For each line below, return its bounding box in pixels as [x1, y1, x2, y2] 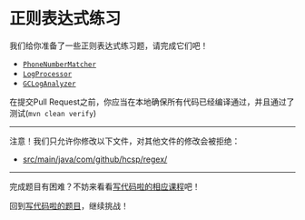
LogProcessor [22, 69, 73, 78]
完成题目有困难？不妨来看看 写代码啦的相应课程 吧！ [9, 181, 201, 192]
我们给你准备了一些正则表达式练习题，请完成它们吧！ [9, 40, 209, 51]
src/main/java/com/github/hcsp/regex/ [22, 154, 168, 165]
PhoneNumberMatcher [22, 60, 97, 69]
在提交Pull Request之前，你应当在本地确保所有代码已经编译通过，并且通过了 [9, 96, 295, 107]
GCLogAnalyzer [22, 79, 76, 88]
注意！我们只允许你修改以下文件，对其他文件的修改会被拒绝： [9, 135, 241, 146]
